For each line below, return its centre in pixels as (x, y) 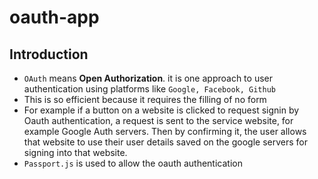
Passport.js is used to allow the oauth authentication (133, 163)
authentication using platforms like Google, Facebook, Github (149, 89)
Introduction (49, 54)
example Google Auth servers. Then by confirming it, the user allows (165, 131)
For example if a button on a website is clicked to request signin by (161, 110)
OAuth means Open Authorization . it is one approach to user (148, 78)
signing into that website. (75, 152)
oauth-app (54, 17)
